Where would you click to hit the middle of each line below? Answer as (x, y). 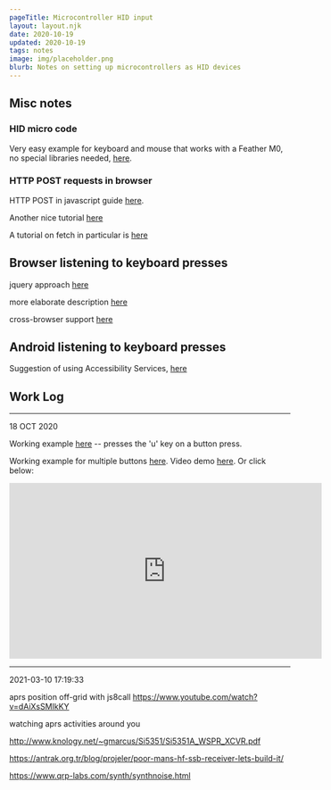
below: (21, 470)
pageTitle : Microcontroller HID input (81, 17)
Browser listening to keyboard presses (119, 263)
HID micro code (43, 129)
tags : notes (31, 51)
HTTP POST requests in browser (81, 181)
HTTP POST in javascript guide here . (77, 200)
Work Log (37, 397)
